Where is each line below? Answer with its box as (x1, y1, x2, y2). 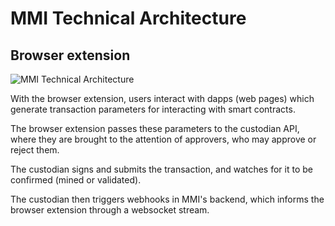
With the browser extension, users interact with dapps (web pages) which (10, 93, 315, 104)
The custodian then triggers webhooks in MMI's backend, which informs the (10, 193, 325, 205)
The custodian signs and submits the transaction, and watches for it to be (10, 163, 313, 175)
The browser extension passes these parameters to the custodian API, (10, 123, 300, 134)
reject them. (10, 144, 60, 156)
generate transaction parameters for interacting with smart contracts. (10, 103, 296, 115)
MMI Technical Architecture (10, 7, 247, 30)
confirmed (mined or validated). (10, 174, 142, 186)
